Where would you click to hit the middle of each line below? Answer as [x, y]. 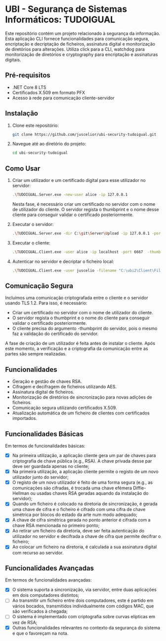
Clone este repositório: [36, 125]
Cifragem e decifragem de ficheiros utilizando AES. [64, 387]
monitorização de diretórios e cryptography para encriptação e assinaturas [82, 54]
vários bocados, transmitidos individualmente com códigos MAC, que [83, 606]
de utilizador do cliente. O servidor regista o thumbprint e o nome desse [85, 209]
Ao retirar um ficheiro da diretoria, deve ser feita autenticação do [78, 531]
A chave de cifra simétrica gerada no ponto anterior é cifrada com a [81, 520]
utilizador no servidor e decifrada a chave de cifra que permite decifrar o [86, 536]
